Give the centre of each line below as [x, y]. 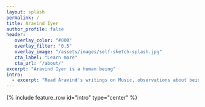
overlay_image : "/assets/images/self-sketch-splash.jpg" [88, 52]
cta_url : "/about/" [39, 63]
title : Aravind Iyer [33, 23]
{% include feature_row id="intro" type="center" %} [72, 98]
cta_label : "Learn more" [46, 57]
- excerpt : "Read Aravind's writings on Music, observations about [99, 80]
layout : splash [26, 12]
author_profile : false [35, 29]
